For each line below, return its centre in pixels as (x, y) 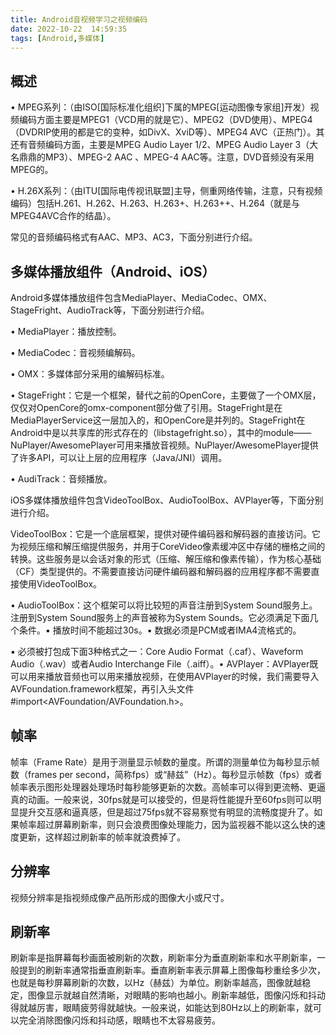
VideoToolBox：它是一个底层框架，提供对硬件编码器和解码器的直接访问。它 (166, 534)
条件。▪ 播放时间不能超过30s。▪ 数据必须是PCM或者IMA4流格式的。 (160, 630)
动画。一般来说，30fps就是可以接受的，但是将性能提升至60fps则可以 (170, 799)
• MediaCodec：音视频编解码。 (75, 352)
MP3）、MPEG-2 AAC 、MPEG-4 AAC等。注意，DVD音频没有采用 (179, 157)
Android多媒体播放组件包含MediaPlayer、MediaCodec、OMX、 (141, 297)
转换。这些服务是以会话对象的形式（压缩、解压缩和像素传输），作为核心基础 (166, 559)
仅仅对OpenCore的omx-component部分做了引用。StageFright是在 (146, 407)
